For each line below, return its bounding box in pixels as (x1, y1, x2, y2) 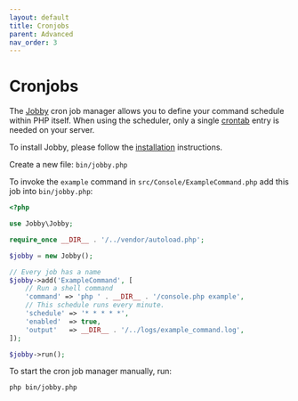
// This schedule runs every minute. (25, 300, 165, 310)
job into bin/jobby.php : (9, 186, 93, 197)
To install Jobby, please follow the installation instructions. (9, 142, 223, 152)
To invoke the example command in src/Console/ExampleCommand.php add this (9, 176, 289, 187)
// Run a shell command (25, 284, 114, 293)
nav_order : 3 (9, 37, 58, 47)
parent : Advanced (9, 29, 74, 38)
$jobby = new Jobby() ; (9, 251, 93, 260)
